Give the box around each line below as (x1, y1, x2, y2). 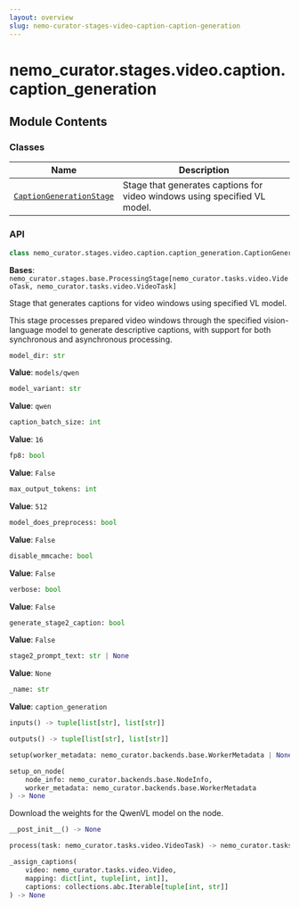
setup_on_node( (9, 767, 66, 776)
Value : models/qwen (9, 367, 80, 378)
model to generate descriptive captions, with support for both (44, 324, 271, 335)
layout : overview (9, 12, 74, 22)
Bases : (9, 264, 36, 275)
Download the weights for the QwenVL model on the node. (9, 808, 224, 819)
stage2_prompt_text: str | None (9, 652, 129, 661)
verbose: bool (9, 585, 62, 594)
